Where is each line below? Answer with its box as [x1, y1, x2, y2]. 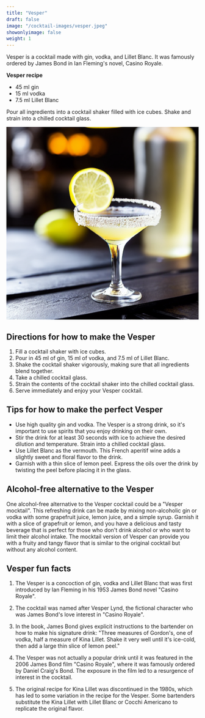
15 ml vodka [15, 90, 46, 97]
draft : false [6, 16, 40, 23]
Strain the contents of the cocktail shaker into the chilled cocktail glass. [15, 380, 195, 388]
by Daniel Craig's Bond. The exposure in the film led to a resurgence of [15, 667, 194, 675]
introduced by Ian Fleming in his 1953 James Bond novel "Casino [15, 586, 179, 593]
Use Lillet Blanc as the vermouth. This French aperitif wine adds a [15, 446, 181, 454]
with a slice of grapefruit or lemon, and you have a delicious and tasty [6, 520, 182, 527]
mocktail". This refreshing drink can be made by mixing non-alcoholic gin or [6, 506, 197, 514]
